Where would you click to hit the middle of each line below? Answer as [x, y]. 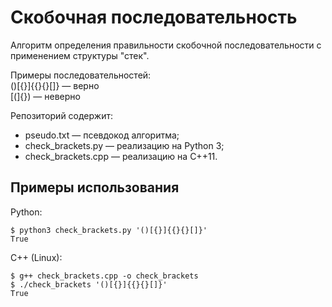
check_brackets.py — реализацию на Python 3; [124, 145]
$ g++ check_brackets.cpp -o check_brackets [104, 276]
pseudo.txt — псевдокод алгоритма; [102, 135]
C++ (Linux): [36, 257]
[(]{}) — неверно [45, 96]
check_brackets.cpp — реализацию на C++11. [121, 156]
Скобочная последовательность [154, 17]
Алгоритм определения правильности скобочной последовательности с [166, 45]
